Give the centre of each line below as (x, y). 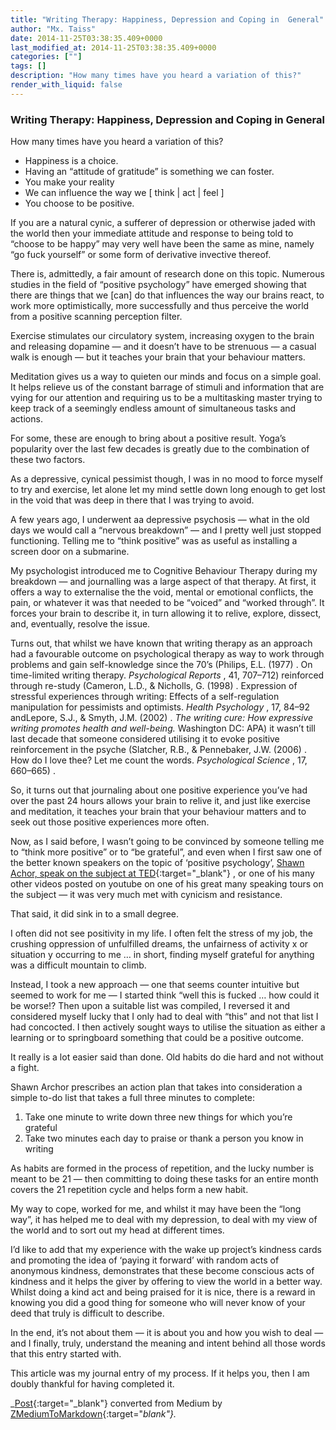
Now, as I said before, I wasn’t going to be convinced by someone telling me (167, 842)
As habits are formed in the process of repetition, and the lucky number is (162, 1168)
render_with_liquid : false (66, 85)
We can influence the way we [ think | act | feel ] (124, 193)
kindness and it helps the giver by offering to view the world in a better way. (166, 1282)
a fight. (25, 1068)
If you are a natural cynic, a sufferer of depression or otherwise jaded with (163, 223)
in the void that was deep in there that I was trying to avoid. (132, 500)
